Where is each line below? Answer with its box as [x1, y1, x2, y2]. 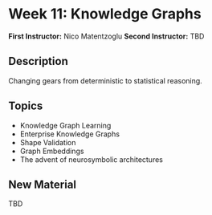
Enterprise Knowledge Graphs [19, 129, 120, 139]
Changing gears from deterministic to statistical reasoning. [8, 75, 202, 85]
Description [8, 55, 68, 68]
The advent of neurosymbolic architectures [19, 154, 163, 164]
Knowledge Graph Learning [19, 120, 112, 130]
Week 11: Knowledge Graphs [8, 5, 202, 23]
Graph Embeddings [19, 146, 84, 156]
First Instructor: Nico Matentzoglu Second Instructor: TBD [8, 31, 205, 41]
